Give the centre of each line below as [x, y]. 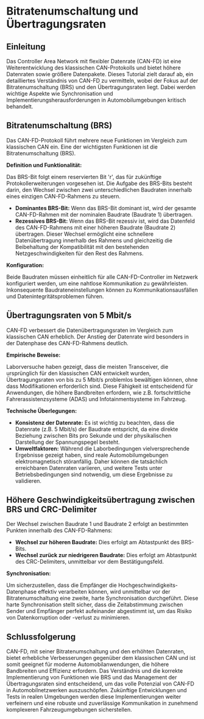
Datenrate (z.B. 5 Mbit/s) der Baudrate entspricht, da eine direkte [97, 429]
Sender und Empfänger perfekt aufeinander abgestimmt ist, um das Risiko [99, 611]
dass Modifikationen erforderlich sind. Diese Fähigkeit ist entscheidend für [100, 386]
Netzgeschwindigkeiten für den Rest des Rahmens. [79, 253]
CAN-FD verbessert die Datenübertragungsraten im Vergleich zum [90, 330]
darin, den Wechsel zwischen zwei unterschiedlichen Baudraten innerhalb [99, 189]
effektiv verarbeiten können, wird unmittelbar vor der [104, 592]
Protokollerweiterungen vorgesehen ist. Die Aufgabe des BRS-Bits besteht [99, 183]
